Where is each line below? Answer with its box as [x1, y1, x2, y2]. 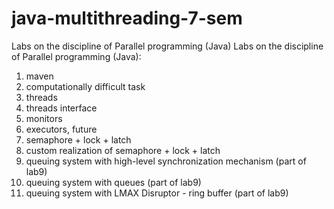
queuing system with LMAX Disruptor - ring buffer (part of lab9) [25, 187, 289, 199]
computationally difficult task [25, 80, 146, 92]
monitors [25, 112, 63, 124]
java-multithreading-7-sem [11, 7, 243, 30]
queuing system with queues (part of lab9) [25, 176, 202, 188]
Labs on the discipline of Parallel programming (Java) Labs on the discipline [11, 40, 324, 52]
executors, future [25, 123, 98, 135]
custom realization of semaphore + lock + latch [25, 144, 221, 156]
